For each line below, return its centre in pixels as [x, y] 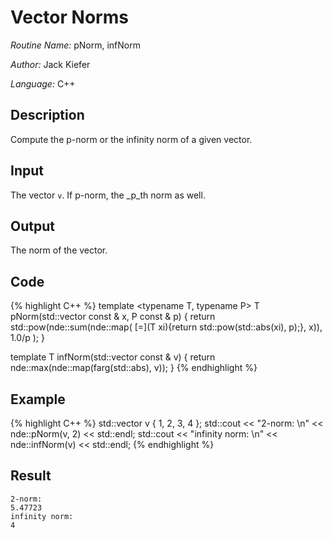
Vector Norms [69, 17]
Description [47, 115]
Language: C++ [43, 83]
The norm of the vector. [59, 250]
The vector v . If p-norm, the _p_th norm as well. [108, 195]
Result [31, 476]
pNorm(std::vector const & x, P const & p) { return [113, 317]
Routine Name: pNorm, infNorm [75, 45]
